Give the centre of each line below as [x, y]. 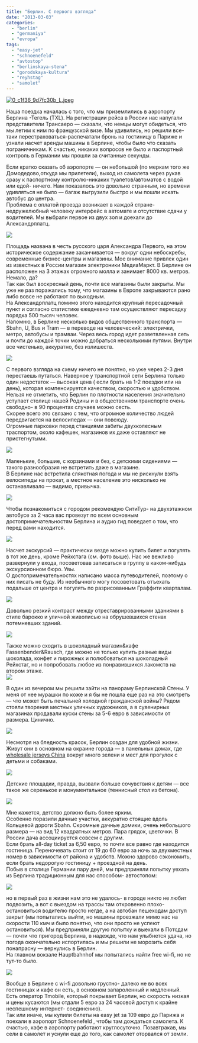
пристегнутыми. [27, 438]
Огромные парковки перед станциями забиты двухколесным [84, 426]
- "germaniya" [29, 34]
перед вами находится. [36, 528]
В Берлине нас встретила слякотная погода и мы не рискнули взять [92, 474]
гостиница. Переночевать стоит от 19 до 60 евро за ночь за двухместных [99, 850]
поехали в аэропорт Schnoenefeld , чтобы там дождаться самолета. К [95, 1021]
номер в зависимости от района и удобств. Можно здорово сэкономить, [99, 857]
